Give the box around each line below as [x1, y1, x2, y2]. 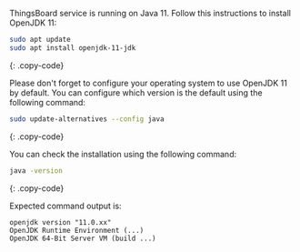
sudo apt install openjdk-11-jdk [9, 43, 136, 53]
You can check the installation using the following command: [9, 148, 237, 159]
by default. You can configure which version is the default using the [9, 86, 263, 98]
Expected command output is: [9, 200, 122, 211]
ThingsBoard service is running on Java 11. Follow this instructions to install [9, 8, 291, 18]
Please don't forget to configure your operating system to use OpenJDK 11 [9, 77, 288, 88]
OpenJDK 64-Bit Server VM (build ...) [9, 234, 156, 243]
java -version [9, 166, 64, 176]
